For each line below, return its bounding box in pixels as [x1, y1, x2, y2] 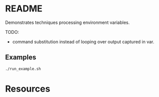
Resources [5, 83, 51, 95]
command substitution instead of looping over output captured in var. [12, 38, 155, 45]
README [5, 3, 43, 14]
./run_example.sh [5, 66, 41, 71]
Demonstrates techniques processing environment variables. [5, 19, 130, 25]
